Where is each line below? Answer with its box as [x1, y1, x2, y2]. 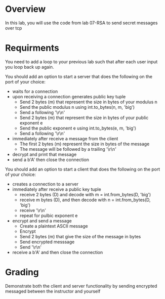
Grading [5, 267, 39, 278]
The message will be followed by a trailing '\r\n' [19, 146, 117, 152]
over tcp [5, 25, 22, 31]
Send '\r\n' [19, 244, 42, 250]
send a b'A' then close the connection [12, 157, 89, 163]
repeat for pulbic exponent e [19, 213, 78, 218]
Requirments [5, 43, 59, 54]
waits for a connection [12, 88, 58, 94]
